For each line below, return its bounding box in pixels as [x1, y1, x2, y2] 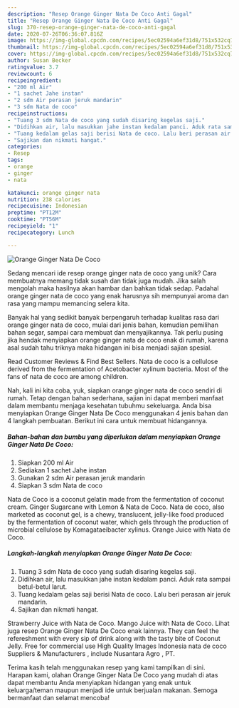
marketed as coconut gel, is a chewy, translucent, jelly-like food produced [7, 510, 224, 518]
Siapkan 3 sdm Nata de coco [17, 481, 103, 490]
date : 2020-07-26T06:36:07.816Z [7, 30, 103, 38]
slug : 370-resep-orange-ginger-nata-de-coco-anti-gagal [7, 24, 176, 31]
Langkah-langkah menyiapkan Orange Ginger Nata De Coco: [7, 549, 193, 557]
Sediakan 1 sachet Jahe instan [17, 465, 107, 475]
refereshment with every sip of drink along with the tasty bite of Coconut [7, 634, 221, 642]
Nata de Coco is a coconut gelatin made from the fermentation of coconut [7, 495, 225, 503]
